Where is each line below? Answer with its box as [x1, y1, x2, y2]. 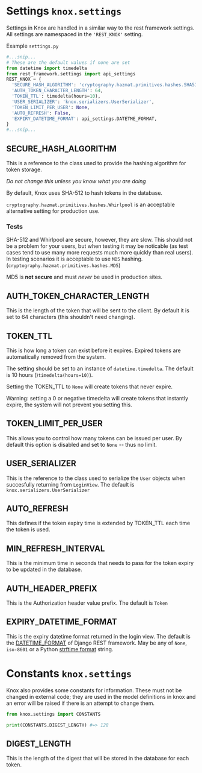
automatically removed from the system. [6, 353, 106, 360]
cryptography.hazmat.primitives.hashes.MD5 [8, 263, 119, 269]
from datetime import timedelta [6, 65, 87, 71]
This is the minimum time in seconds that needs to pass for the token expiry [6, 560, 194, 567]
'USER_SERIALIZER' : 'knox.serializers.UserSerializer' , [11, 98, 155, 105]
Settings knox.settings [6, 4, 122, 18]
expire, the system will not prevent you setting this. [6, 401, 132, 408]
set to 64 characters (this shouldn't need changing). [6, 314, 135, 321]
